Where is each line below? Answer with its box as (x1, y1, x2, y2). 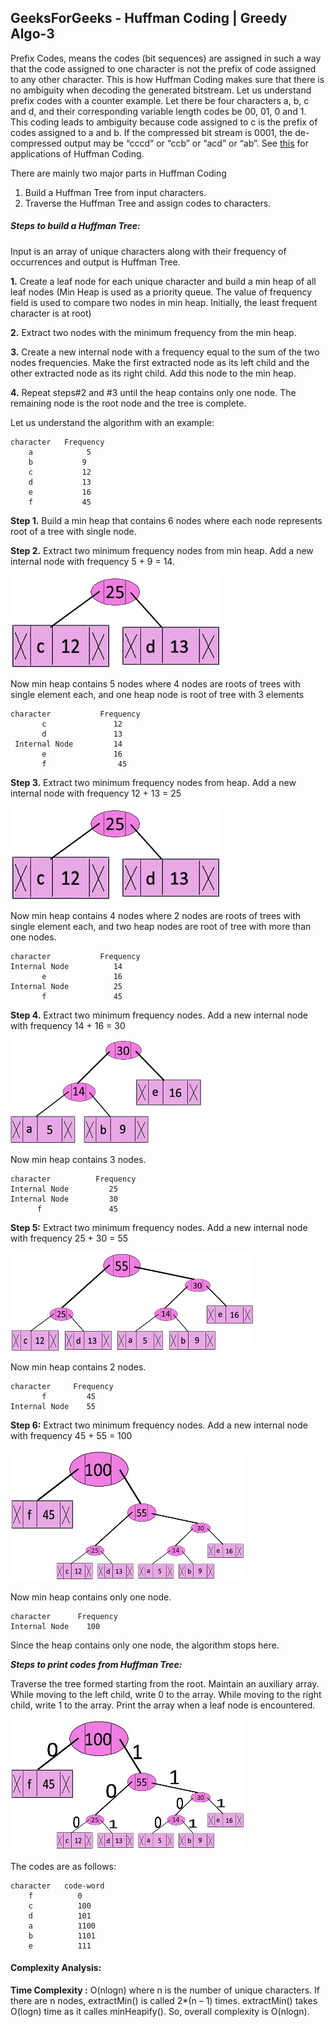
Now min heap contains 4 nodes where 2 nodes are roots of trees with (10, 909, 302, 921)
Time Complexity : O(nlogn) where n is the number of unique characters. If (10, 1984, 320, 1996)
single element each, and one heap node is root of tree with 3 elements (10, 688, 305, 700)
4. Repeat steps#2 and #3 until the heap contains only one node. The (10, 386, 297, 398)
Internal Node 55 (10, 1401, 97, 1411)
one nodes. (10, 931, 57, 943)
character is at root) (10, 307, 92, 319)
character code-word (10, 1881, 105, 1891)
